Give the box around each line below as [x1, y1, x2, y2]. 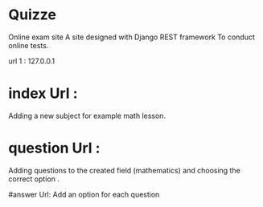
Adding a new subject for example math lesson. [8, 111, 166, 120]
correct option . [8, 174, 60, 184]
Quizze [8, 6, 56, 24]
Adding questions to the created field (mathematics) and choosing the [8, 165, 241, 175]
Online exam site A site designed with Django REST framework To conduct [8, 32, 256, 42]
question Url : [8, 139, 101, 157]
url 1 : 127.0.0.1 [8, 56, 55, 66]
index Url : [8, 84, 78, 103]
